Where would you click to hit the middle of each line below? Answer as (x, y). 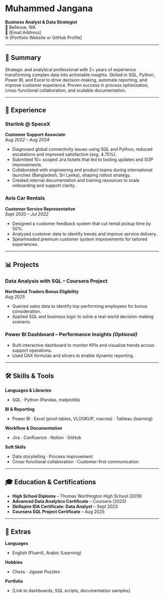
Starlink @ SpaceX (28, 124)
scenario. (21, 322)
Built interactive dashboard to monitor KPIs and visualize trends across (83, 345)
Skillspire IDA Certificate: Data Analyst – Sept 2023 (65, 507)
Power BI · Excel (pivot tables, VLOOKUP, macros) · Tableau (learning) (82, 419)
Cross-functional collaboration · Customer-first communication (75, 461)
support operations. (32, 350)
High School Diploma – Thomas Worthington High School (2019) (77, 496)
